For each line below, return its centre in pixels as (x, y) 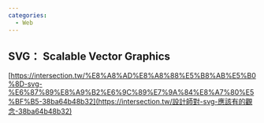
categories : (28, 15)
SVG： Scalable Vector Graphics (89, 56)
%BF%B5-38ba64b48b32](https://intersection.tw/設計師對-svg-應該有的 (127, 102)
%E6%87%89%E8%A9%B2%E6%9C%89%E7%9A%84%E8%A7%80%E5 (131, 92)
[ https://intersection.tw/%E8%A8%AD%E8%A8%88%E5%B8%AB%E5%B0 (132, 76)
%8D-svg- (25, 84)
